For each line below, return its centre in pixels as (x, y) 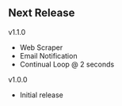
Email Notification (48, 55)
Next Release (42, 13)
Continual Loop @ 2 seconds (67, 64)
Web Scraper (41, 47)
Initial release (41, 95)
